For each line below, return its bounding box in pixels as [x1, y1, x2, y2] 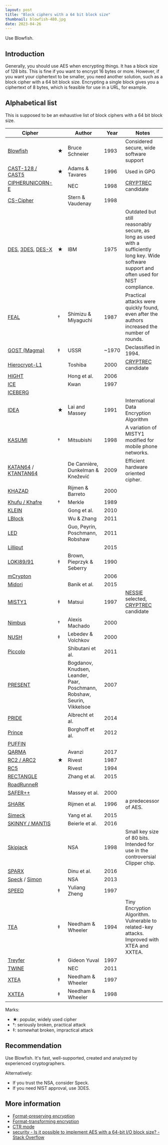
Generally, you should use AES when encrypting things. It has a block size [5, 63, 158, 69]
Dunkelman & [67, 466, 99, 473]
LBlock [7, 515, 24, 522]
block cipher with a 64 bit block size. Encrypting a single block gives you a [5, 79, 159, 85]
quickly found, [125, 304, 159, 311]
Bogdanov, [67, 659, 93, 666]
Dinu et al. [67, 867, 91, 874]
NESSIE [125, 589, 143, 596]
